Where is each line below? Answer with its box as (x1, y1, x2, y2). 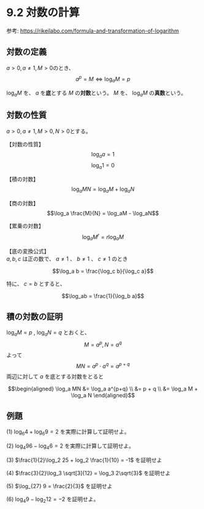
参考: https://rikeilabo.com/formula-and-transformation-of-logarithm (6, 27, 179, 34)
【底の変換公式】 (6, 247, 50, 255)
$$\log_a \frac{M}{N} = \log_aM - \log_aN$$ (47, 210, 159, 217)
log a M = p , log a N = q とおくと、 (6, 329, 91, 338)
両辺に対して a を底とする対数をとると (6, 372, 104, 380)
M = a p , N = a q (83, 340, 123, 348)
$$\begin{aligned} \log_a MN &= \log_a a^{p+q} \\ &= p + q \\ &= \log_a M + (7, 385, 198, 392)
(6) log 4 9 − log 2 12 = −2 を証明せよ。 (6, 495, 99, 504)
